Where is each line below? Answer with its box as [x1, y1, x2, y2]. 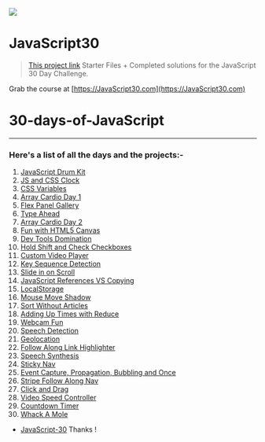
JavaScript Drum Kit [20, 168, 86, 177]
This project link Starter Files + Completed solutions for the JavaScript [28, 60, 256, 70]
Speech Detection [20, 326, 79, 336]
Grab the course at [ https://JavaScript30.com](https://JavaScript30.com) [9, 83, 246, 94]
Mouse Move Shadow [20, 293, 91, 302]
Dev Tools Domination [20, 234, 92, 244]
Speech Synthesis [20, 351, 79, 361]
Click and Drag [20, 385, 69, 394]
